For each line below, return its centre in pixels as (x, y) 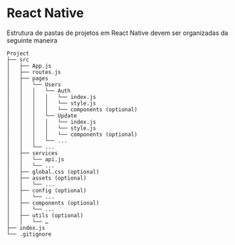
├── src (18, 59)
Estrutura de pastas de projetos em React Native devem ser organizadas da (117, 33)
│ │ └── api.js (36, 159)
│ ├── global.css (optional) (53, 172)
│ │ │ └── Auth (39, 90)
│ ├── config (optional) (47, 190)
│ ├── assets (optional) (47, 178)
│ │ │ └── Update (42, 115)
